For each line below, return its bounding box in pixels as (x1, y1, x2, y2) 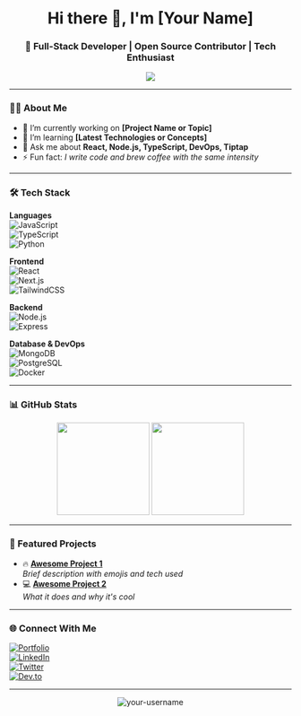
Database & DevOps (9, 338, 85, 349)
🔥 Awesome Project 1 (21, 558, 103, 569)
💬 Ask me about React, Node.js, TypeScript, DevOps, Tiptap (21, 141, 249, 152)
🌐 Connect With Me (9, 622, 97, 634)
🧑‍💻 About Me (9, 102, 67, 115)
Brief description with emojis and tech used (21, 568, 184, 579)
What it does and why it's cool (21, 591, 135, 602)
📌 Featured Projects (9, 537, 97, 550)
